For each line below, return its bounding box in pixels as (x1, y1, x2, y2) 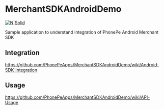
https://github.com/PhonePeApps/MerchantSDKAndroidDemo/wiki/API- (5, 94, 150, 100)
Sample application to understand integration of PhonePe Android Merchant (5, 29, 159, 35)
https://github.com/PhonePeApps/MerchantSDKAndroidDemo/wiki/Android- (5, 61, 159, 67)
